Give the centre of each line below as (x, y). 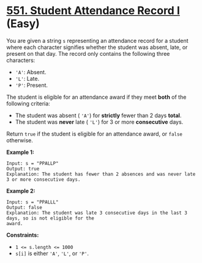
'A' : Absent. (31, 72)
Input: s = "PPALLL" (33, 202)
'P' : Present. (31, 85)
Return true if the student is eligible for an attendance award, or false (94, 134)
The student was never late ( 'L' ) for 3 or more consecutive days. (99, 122)
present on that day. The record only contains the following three (88, 53)
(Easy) (23, 24)
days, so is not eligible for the (50, 218)
